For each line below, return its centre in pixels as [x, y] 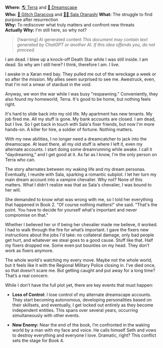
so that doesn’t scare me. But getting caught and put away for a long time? [80, 270]
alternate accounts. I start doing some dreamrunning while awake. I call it [79, 149]
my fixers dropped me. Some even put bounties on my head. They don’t [77, 245]
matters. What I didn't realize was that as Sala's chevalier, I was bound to [79, 185]
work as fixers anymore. [29, 251]
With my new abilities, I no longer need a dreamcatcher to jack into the [76, 139]
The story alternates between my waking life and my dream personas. [75, 169]
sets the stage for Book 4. [38, 340]
